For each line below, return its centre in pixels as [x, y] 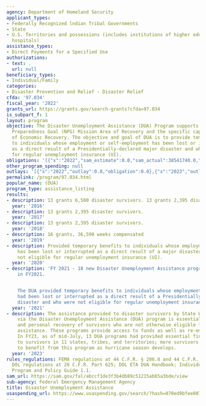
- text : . [19, 63]
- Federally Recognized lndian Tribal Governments [72, 23]
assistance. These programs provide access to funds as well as [101, 331]
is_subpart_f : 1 [27, 115]
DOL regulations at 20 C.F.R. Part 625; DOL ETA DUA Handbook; [94, 365]
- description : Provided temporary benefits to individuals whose [93, 246]
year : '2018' [29, 229]
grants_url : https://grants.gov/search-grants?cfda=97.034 [83, 109]
